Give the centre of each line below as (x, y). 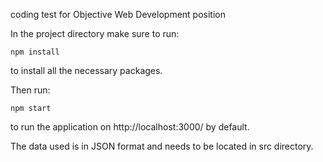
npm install (35, 52)
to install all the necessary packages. (86, 70)
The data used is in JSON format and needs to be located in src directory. (162, 146)
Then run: (30, 90)
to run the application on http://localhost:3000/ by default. (130, 127)
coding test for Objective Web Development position (118, 14)
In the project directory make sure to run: (95, 33)
